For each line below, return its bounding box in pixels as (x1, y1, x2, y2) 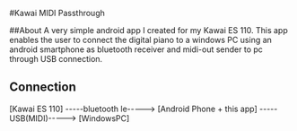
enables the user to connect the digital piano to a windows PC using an (9, 35, 272, 45)
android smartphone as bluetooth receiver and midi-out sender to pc (9, 44, 263, 55)
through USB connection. (9, 54, 103, 64)
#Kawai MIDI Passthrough (9, 8, 106, 18)
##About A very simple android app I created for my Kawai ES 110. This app (9, 25, 289, 35)
